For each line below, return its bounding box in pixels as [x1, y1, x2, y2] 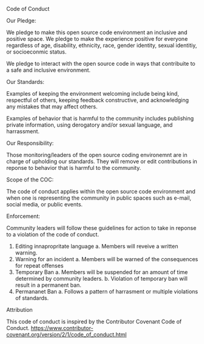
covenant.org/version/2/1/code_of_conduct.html [6, 331, 127, 338]
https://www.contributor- [30, 325, 94, 331]
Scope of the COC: [6, 176, 54, 183]
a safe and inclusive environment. [6, 66, 91, 74]
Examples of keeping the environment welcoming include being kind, [6, 90, 180, 97]
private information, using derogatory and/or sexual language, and [6, 121, 173, 128]
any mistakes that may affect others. [6, 103, 98, 110]
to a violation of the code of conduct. [6, 231, 99, 238]
